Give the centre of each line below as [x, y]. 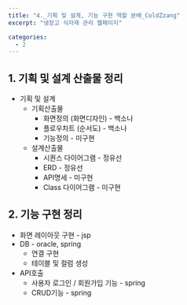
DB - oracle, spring [50, 244]
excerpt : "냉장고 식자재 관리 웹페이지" [65, 23]
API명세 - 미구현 [68, 177]
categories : [27, 37]
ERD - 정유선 [63, 168]
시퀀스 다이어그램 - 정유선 [82, 158]
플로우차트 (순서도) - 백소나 [85, 128]
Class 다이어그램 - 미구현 [82, 188]
